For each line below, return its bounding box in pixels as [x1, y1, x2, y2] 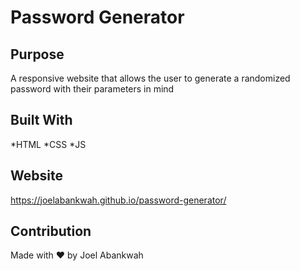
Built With [10, 112, 73, 129]
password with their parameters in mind [10, 83, 175, 95]
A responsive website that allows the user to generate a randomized [10, 72, 291, 84]
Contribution [10, 223, 92, 240]
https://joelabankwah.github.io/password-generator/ [10, 194, 227, 206]
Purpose [10, 46, 65, 63]
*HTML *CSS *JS [10, 138, 87, 150]
